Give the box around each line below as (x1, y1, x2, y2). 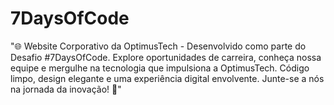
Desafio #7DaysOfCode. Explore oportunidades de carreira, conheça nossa (10, 51, 322, 63)
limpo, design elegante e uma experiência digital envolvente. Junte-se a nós (10, 72, 325, 84)
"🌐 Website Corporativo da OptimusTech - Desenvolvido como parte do (10, 40, 307, 52)
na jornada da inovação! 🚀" (10, 83, 122, 95)
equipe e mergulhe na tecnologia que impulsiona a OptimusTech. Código (10, 62, 310, 74)
